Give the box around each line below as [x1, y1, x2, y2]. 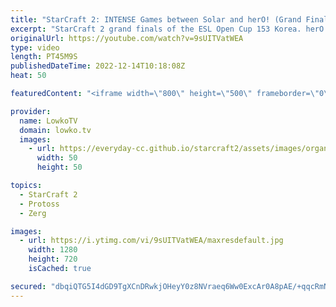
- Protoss [19, 199, 60, 209]
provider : [10, 106, 52, 116]
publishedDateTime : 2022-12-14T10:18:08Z [10, 61, 186, 71]
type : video [10, 42, 60, 53]
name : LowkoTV [19, 116, 78, 126]
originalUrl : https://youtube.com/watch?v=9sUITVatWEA [10, 33, 244, 43]
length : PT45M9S [10, 52, 78, 62]
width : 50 [36, 153, 78, 163]
